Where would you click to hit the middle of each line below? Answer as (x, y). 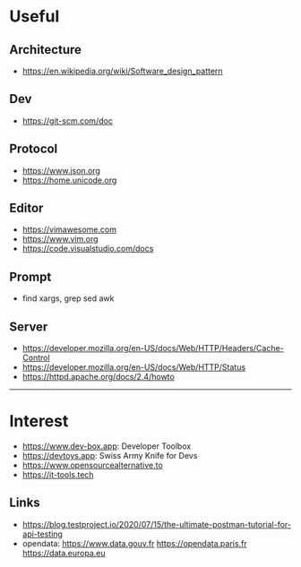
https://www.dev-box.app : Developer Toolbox (107, 446)
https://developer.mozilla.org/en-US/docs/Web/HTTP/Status (134, 367)
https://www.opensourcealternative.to (92, 465)
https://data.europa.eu (64, 553)
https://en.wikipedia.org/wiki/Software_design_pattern (122, 71)
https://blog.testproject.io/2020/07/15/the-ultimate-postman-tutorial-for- (156, 524)
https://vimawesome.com (69, 229)
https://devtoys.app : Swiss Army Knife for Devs (110, 455)
